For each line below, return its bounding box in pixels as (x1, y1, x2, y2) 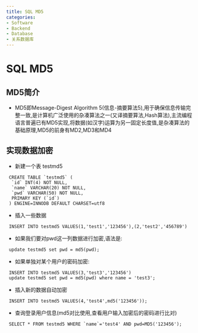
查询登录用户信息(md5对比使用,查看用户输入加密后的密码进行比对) (14, 309, 177, 316)
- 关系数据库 (6, 36, 34, 42)
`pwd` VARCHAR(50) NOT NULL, (11, 190, 84, 196)
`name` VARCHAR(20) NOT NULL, (11, 185, 86, 191)
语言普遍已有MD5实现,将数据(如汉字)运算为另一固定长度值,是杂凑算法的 (14, 119, 190, 126)
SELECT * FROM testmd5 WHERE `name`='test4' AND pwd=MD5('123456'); (8, 321, 183, 327)
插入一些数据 (14, 211, 46, 219)
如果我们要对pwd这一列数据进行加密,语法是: (14, 235, 122, 242)
